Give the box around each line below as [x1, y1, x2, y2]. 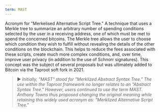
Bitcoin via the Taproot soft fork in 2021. [5, 66, 85, 73]
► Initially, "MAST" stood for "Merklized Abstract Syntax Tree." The [16, 76, 152, 82]
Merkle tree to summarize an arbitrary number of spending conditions [5, 25, 144, 32]
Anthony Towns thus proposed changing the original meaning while [16, 92, 152, 97]
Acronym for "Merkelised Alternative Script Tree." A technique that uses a [5, 20, 152, 26]
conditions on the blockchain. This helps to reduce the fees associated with [5, 46, 156, 52]
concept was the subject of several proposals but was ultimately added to [5, 62, 152, 67]
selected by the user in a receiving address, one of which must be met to [5, 31, 150, 36]
